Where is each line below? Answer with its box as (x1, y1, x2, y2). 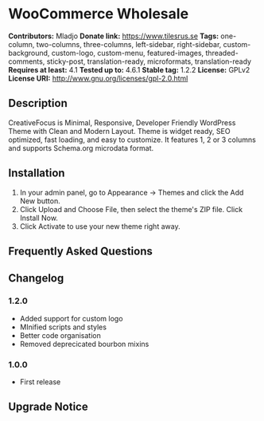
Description (8, 96, 68, 110)
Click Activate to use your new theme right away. (19, 221, 181, 231)
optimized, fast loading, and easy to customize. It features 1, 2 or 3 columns (8, 135, 256, 144)
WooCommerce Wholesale (8, 5, 189, 23)
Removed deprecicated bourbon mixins (19, 339, 149, 348)
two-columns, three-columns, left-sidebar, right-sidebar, (36, 39, 222, 49)
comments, (8, 57, 45, 66)
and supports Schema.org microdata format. (8, 143, 154, 152)
